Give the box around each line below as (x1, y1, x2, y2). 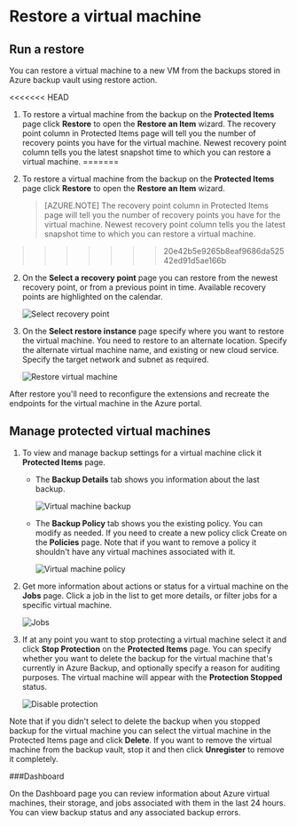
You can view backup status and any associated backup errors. (9, 806, 241, 817)
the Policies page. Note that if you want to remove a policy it (35, 536, 257, 548)
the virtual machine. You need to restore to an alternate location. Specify (21, 335, 287, 346)
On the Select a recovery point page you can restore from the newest (21, 273, 278, 283)
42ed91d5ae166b (163, 255, 227, 266)
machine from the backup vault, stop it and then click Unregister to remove (9, 744, 285, 755)
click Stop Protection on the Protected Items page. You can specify (21, 643, 272, 654)
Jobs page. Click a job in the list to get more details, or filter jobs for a (21, 589, 277, 601)
